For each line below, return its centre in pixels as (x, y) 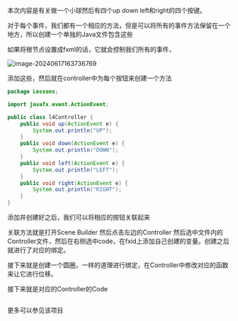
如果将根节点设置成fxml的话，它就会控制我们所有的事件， (91, 49)
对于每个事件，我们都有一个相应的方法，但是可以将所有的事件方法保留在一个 (119, 26)
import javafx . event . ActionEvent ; (58, 104)
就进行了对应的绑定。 (38, 250)
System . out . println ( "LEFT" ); (76, 170)
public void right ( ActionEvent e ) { (74, 183)
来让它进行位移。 (32, 274)
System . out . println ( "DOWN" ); (76, 150)
